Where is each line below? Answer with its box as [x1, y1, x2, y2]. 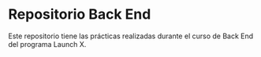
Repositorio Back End [8, 5, 151, 23]
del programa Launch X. [8, 39, 87, 48]
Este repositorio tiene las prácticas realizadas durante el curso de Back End [8, 31, 254, 41]
